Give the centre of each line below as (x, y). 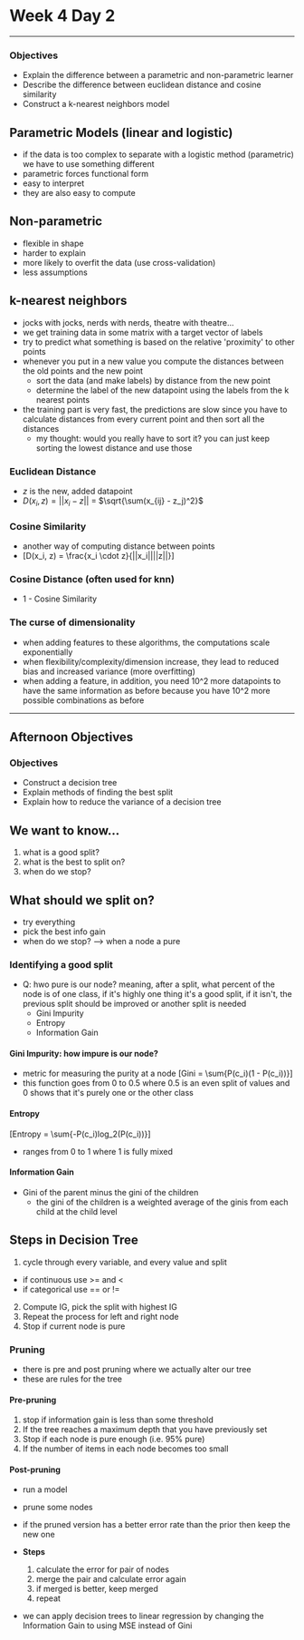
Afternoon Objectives (71, 737)
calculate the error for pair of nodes (103, 1569)
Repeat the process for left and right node (100, 1316)
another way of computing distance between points (119, 546)
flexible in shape (53, 243)
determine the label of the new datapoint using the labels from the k (162, 390)
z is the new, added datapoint (77, 491)
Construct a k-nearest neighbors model (96, 104)
